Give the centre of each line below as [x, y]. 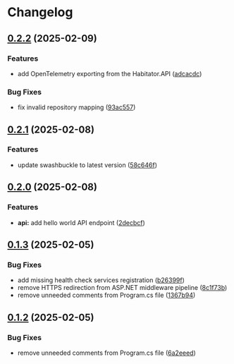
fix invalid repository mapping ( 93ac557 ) [76, 107]
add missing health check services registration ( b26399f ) [101, 280]
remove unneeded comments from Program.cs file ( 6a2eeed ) [106, 353]
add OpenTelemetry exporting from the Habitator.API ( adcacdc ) [110, 73]
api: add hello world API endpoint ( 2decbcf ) [81, 222]
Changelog [40, 12]
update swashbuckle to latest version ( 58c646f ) [87, 165]
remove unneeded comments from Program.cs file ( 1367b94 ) [106, 295]
